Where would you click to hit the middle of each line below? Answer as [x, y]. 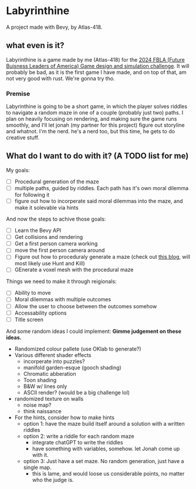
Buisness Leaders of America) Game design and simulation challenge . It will [98, 66]
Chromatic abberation [50, 373]
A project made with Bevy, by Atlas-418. [54, 27]
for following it [32, 194]
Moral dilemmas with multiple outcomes [63, 299]
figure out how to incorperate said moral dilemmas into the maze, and [99, 201]
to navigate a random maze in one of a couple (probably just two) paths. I [95, 113]
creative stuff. [23, 138]
